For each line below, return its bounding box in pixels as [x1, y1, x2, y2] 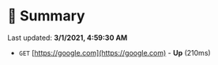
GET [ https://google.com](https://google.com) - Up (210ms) [18, 48, 211, 57]
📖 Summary [7, 7, 85, 25]
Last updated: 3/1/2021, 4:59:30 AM [7, 33, 128, 42]
